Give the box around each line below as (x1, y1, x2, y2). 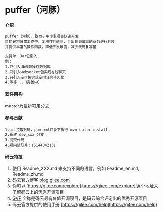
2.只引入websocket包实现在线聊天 (5, 70, 66, 75)
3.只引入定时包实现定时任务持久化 (5, 75, 65, 80)
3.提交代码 (5, 137, 25, 142)
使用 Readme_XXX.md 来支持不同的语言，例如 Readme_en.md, (12, 165, 140, 171)
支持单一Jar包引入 (5, 54, 38, 59)
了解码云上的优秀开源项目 (12, 189, 64, 195)
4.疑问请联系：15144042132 (5, 143, 56, 148)
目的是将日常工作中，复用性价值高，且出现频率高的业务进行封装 (5, 39, 115, 44)
